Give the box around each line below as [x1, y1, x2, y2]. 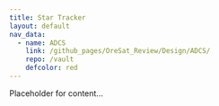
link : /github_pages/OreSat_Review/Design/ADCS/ [25, 47, 211, 56]
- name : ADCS [17, 38, 66, 48]
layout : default [9, 22, 70, 31]
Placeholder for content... [9, 87, 103, 99]
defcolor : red [25, 64, 78, 73]
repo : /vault [25, 55, 74, 64]
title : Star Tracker [9, 13, 87, 22]
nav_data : [9, 30, 47, 39]
